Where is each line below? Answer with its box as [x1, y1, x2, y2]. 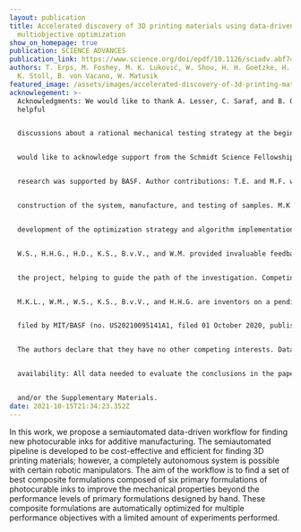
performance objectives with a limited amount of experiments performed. [9, 512, 280, 523]
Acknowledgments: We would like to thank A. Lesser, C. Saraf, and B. [17, 96, 287, 106]
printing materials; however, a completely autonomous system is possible [9, 455, 280, 466]
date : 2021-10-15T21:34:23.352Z [9, 401, 130, 411]
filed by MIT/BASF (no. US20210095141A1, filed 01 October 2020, [17, 321, 267, 330]
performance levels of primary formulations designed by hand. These [9, 493, 266, 503]
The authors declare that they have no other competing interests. [17, 345, 275, 354]
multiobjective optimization [17, 30, 126, 39]
